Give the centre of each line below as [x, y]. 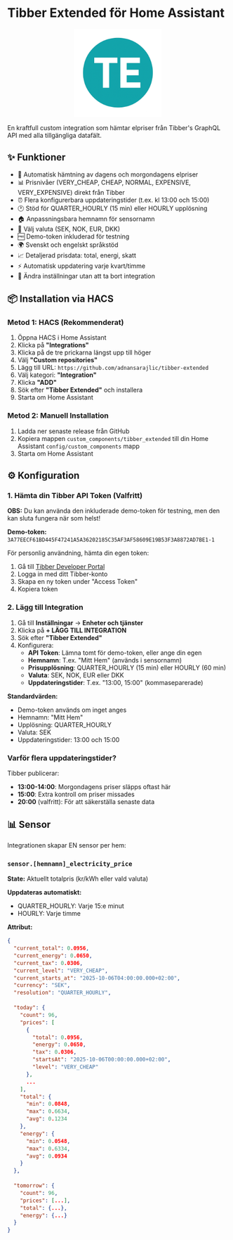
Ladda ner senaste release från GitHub [73, 431]
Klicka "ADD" [37, 383]
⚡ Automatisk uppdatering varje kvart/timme [81, 266]
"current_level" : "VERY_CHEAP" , [61, 971]
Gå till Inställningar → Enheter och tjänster [80, 622]
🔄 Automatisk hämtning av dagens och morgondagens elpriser [108, 174]
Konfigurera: [35, 645]
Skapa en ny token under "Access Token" [78, 582]
